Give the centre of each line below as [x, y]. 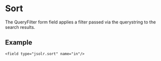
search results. [20, 27]
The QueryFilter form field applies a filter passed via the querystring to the [80, 22]
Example [19, 43]
